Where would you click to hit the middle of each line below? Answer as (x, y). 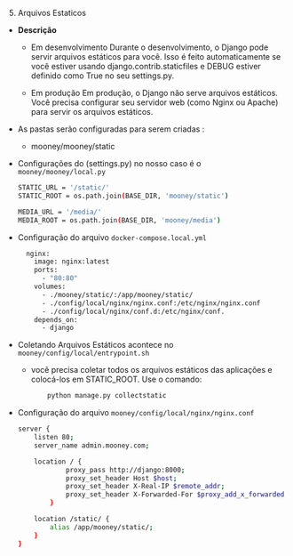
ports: (46, 270)
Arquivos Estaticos (52, 13)
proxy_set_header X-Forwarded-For (129, 495)
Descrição (37, 30)
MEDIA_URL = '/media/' (59, 212)
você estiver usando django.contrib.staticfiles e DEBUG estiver (146, 66)
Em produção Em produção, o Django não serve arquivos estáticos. (154, 93)
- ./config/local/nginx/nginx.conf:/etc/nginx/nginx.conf (151, 303)
